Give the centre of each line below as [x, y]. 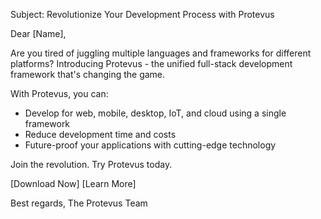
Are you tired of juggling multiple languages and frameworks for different [161, 53]
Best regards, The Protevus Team [79, 203]
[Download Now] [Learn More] [73, 183]
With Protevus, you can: [59, 93]
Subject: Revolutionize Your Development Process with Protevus [142, 14]
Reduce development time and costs [100, 134]
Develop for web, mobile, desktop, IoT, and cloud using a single [155, 113]
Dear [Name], [38, 33]
